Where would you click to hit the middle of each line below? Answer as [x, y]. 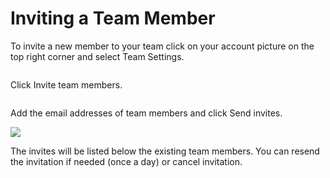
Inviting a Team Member [113, 18]
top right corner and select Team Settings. [97, 56]
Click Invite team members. [66, 84]
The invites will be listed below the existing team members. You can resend [165, 151]
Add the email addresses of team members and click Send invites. [146, 113]
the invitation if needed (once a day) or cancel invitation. [126, 161]
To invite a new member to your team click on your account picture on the [162, 46]
